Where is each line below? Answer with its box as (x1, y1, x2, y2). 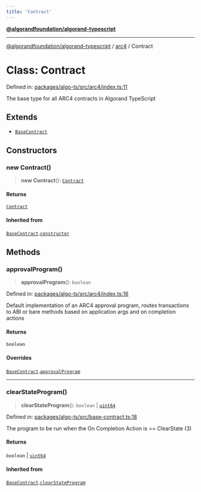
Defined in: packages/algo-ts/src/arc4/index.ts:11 (6, 83, 127, 90)
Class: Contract (6, 63, 86, 77)
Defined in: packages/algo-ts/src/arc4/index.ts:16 (6, 290, 129, 297)
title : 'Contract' (6, 8, 52, 15)
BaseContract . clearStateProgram (6, 479, 86, 486)
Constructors (6, 145, 57, 156)
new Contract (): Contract (20, 177, 84, 184)
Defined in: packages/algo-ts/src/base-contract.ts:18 (6, 413, 138, 420)
